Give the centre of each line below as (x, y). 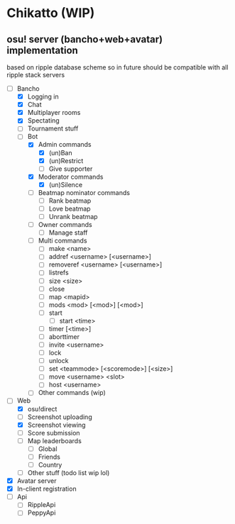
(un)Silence (66, 184)
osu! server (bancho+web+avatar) (85, 39)
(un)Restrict (66, 160)
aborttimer (64, 336)
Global (48, 449)
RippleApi (42, 505)
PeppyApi (42, 513)
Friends (49, 457)
